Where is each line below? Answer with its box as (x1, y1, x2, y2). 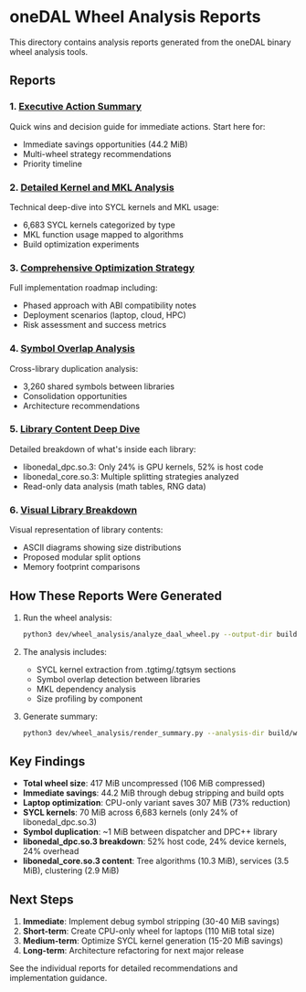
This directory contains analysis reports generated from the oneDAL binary (9, 37, 291, 47)
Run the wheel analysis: (22, 612, 112, 623)
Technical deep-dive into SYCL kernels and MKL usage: (9, 201, 219, 212)
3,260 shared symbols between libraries (22, 381, 175, 392)
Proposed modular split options (22, 552, 142, 563)
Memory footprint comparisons (22, 562, 141, 573)
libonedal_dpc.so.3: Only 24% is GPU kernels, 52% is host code (22, 461, 264, 472)
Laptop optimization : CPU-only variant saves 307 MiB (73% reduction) (22, 797, 290, 808)
